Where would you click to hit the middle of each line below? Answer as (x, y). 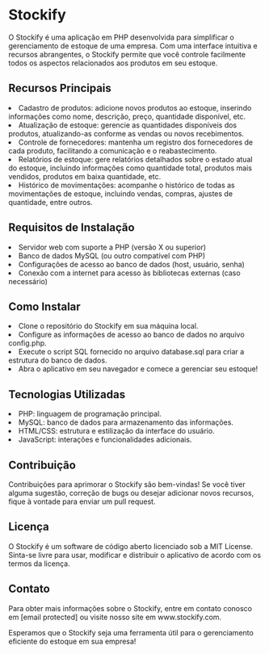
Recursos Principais (60, 88)
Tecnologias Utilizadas (67, 394)
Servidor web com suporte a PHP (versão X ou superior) (113, 247)
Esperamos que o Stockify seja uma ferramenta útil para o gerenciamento (131, 632)
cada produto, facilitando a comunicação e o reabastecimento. (113, 150)
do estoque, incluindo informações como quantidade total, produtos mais (130, 168)
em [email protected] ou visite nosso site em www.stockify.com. (115, 617)
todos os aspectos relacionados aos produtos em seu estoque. (113, 63)
